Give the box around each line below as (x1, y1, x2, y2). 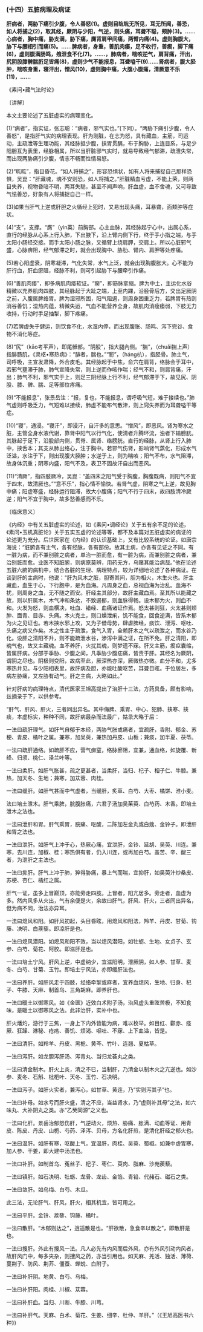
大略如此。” (95, 672, 123, 680)
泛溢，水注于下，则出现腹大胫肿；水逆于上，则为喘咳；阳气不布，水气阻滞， (6, 452, 197, 459)
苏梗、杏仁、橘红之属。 (6, 876, 65, 884)
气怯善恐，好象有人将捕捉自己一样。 (6, 191, 97, 198)
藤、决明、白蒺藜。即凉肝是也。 (6, 925, 86, 933)
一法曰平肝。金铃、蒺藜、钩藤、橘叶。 (6, 1212, 101, 1219)
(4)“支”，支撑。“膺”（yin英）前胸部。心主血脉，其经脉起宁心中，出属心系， (6, 224, 195, 231)
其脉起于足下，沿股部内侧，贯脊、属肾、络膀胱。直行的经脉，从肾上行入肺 (6, 437, 192, 444)
